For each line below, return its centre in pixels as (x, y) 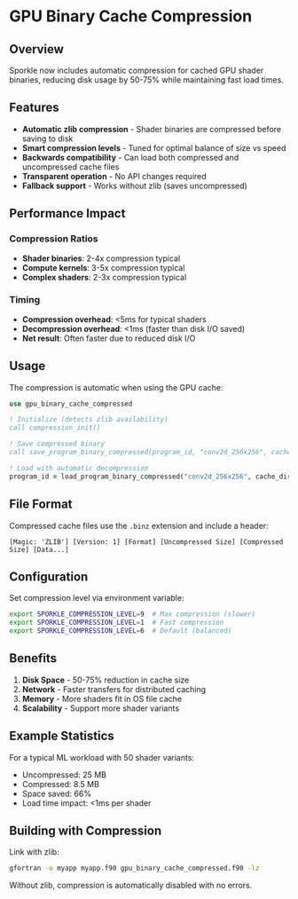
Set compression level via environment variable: (97, 598)
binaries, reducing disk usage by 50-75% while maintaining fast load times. (146, 80)
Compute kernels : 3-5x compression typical (103, 267)
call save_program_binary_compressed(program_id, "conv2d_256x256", (138, 453)
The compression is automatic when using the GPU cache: (116, 387)
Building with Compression (86, 831)
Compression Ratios (54, 239)
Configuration (49, 576)
